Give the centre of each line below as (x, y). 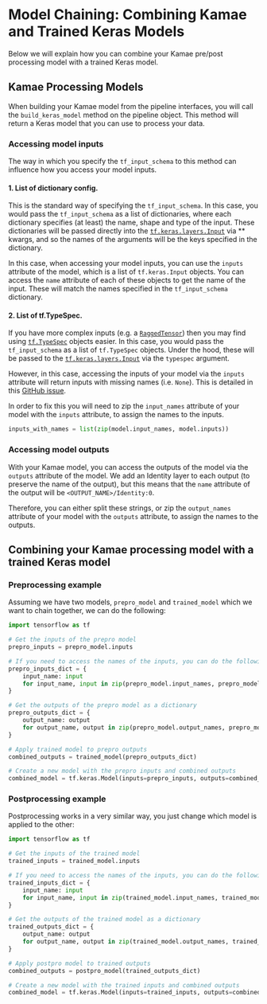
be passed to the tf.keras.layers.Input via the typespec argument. (119, 358)
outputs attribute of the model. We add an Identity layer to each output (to (129, 475)
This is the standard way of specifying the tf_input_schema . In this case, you (133, 205)
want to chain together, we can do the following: (87, 611)
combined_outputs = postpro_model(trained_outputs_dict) (104, 971)
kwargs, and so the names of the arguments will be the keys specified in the (133, 240)
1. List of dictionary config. (53, 188)
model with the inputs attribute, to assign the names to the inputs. (116, 415)
